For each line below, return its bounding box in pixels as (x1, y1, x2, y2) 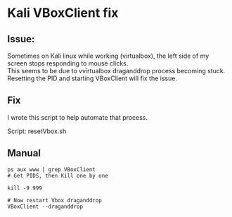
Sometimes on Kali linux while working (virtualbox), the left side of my (7, 51, 210, 60)
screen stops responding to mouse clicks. (7, 59, 129, 68)
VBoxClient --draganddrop (7, 203, 83, 210)
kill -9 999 (7, 185, 42, 192)
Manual (7, 147, 41, 159)
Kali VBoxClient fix (7, 5, 119, 21)
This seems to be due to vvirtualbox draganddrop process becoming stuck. (7, 67, 226, 75)
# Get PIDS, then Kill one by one (7, 172, 109, 179)
